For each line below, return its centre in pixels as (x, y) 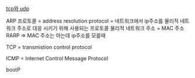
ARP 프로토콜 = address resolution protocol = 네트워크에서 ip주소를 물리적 (93, 21)
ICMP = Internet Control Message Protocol (57, 58)
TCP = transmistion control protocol (49, 47)
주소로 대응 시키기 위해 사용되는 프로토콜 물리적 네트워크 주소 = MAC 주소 (100, 28)
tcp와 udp (18, 8)
